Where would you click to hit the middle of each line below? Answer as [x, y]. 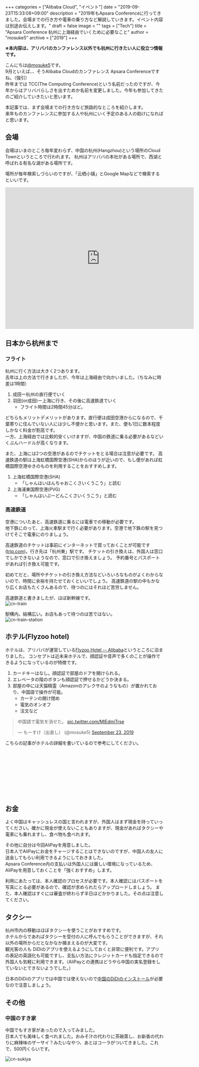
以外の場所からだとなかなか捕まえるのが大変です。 [58, 943]
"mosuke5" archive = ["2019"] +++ [41, 38]
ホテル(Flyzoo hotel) [37, 637]
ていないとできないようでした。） [39, 968]
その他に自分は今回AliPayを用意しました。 [49, 845]
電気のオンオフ [35, 704]
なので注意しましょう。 [29, 985]
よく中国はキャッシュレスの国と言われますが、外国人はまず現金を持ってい [82, 822]
